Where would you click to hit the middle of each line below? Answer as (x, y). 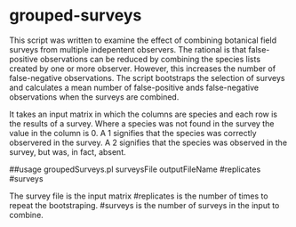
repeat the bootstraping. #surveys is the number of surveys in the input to (144, 205)
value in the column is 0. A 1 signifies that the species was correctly (133, 133)
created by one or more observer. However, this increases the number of (143, 69)
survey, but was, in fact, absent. (68, 151)
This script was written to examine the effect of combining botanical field (143, 40)
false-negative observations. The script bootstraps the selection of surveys (147, 77)
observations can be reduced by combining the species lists (150, 59)
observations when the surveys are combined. (94, 97)
